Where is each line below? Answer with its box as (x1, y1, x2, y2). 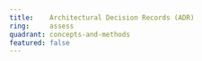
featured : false (9, 38, 70, 48)
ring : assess (9, 22, 75, 30)
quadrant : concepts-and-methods (9, 30, 130, 39)
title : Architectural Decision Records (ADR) (9, 13, 195, 22)
